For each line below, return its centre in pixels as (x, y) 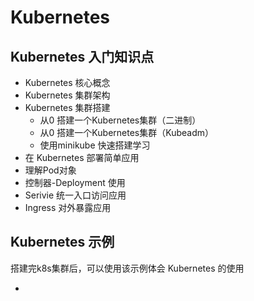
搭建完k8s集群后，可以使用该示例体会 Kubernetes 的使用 (127, 268)
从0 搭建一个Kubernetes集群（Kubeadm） (127, 132)
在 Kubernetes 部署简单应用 (82, 157)
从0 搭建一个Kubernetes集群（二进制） (120, 120)
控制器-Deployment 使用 (75, 182)
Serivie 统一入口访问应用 (75, 195)
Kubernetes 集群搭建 (67, 107)
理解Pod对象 (50, 170)
